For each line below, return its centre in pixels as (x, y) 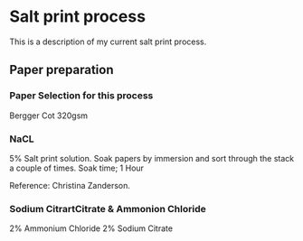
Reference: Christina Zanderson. (70, 185)
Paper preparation (62, 70)
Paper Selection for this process (81, 96)
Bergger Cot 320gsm (49, 116)
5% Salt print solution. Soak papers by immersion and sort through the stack (152, 158)
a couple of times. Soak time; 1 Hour (77, 168)
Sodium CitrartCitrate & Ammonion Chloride (108, 209)
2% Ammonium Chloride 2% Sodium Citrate (91, 228)
